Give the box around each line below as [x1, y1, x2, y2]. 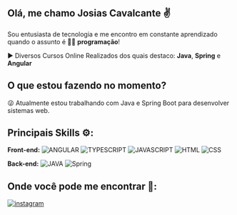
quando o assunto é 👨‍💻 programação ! [7, 37, 120, 46]
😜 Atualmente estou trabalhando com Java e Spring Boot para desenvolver [7, 99, 230, 107]
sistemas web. [7, 106, 50, 114]
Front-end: [7, 146, 41, 154]
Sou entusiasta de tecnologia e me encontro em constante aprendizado [7, 29, 218, 39]
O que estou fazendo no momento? [7, 79, 166, 92]
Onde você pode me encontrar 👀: [7, 180, 157, 192]
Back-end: [7, 159, 39, 168]
